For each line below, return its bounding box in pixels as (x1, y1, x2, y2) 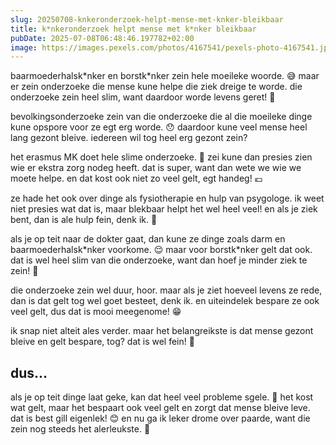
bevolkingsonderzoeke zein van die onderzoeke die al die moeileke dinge (10, 111, 313, 123)
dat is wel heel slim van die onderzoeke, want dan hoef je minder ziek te (10, 254, 308, 266)
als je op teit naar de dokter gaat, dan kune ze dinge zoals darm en (10, 233, 286, 245)
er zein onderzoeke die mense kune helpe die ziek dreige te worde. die (10, 81, 303, 93)
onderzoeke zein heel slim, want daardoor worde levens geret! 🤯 (10, 91, 276, 103)
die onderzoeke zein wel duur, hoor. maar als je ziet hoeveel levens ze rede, (10, 284, 323, 296)
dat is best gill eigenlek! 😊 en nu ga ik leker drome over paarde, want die (10, 412, 311, 425)
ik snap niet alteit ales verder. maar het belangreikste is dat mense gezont (10, 325, 314, 337)
